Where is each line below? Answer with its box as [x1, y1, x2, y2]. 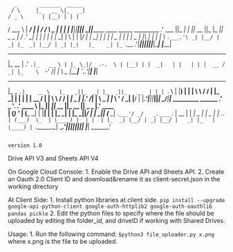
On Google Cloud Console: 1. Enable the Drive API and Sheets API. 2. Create [8, 168, 225, 176]
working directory [8, 182, 59, 190]
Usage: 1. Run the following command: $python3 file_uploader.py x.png [8, 230, 215, 238]
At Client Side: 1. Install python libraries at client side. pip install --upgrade [8, 196, 225, 204]
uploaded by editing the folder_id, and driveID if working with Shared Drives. [8, 217, 225, 224]
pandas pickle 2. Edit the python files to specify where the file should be [8, 209, 214, 217]
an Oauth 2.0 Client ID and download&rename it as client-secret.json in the [8, 175, 221, 183]
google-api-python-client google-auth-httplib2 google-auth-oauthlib [8, 203, 213, 210]
